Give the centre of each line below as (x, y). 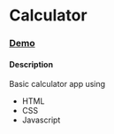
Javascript (41, 120)
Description (31, 64)
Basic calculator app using (57, 84)
